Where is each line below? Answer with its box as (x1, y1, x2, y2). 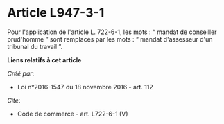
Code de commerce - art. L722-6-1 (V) (17, 109, 128, 118)
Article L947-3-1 (7, 5, 105, 21)
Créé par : (7, 69, 35, 78)
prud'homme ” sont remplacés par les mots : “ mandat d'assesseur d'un (7, 35, 213, 43)
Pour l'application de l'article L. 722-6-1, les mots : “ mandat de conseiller (7, 28, 217, 36)
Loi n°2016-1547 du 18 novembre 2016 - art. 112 (17, 82, 154, 91)
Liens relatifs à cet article (7, 55, 82, 64)
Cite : (7, 96, 21, 105)
